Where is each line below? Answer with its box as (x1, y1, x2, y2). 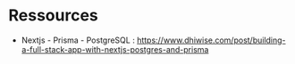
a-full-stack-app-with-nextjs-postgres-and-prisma (21, 44, 209, 54)
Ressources (8, 5, 99, 26)
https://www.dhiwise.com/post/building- (136, 35, 287, 45)
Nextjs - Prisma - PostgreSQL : (21, 35, 135, 45)
